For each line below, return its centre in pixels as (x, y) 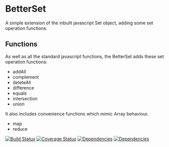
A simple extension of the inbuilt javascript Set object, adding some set (79, 23)
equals (19, 93)
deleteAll (22, 82)
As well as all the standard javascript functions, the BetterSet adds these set (85, 56)
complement (26, 77)
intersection (25, 98)
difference (23, 88)
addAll (19, 71)
